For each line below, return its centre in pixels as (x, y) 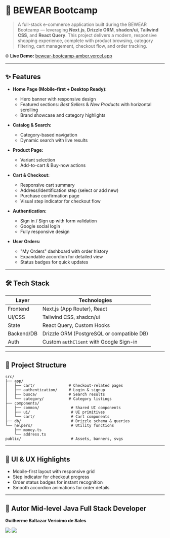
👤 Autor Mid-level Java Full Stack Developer (76, 508)
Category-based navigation (49, 134)
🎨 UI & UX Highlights (38, 459)
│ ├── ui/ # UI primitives (55, 412)
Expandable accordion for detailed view (61, 256)
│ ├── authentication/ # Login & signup (55, 390)
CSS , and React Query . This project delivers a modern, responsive (87, 35)
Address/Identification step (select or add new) (69, 190)
